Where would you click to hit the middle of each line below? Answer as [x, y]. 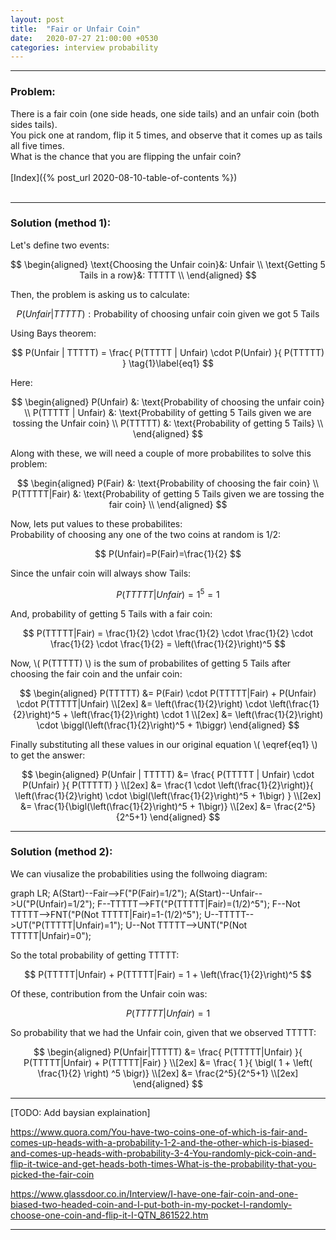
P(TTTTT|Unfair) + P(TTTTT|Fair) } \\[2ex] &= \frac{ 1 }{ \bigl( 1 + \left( [168, 1062]
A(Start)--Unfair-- [226, 893]
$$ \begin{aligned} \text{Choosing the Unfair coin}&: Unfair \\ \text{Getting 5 [168, 264]
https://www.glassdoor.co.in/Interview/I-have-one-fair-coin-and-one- [154, 1193]
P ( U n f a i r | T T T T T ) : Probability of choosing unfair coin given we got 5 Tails [168, 313]
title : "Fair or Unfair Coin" [75, 29]
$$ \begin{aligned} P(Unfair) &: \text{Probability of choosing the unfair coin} [168, 402]
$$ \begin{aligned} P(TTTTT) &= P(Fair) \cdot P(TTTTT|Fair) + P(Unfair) [168, 693]
